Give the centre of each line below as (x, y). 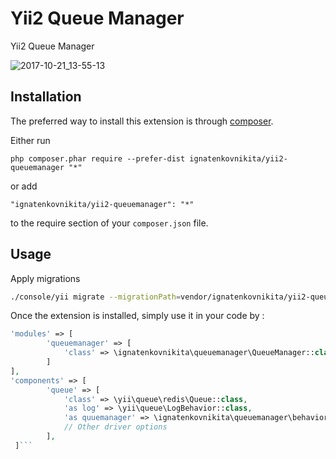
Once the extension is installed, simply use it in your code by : (137, 316)
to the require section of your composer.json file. (109, 223)
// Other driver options (115, 427)
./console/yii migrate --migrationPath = (96, 297)
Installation (46, 97)
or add (24, 186)
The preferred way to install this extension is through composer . (142, 121)
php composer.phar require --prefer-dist (98, 158)
